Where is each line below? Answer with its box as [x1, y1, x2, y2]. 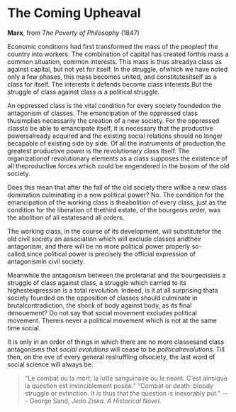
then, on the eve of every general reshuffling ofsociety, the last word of [7, 352, 215, 361]
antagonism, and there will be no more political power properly [7, 242, 191, 250]
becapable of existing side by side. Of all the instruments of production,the [7, 139, 226, 147]
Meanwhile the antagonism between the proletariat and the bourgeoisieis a [7, 271, 226, 279]
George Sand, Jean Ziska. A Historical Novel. [29, 396, 162, 405]
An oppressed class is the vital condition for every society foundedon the [7, 101, 221, 109]
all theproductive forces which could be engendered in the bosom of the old [7, 161, 230, 170]
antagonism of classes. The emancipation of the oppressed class [7, 109, 198, 117]
